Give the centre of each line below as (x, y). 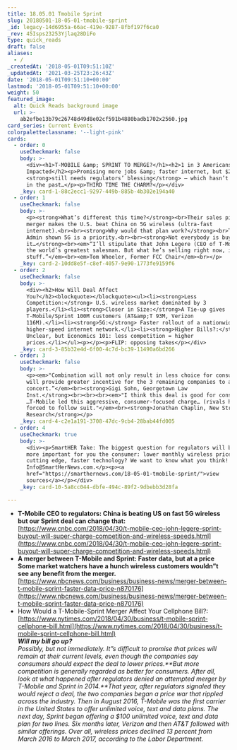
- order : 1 (30, 198)
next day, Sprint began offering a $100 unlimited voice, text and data (118, 716)
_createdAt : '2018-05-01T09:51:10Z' (61, 66)
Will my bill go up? (45, 641)
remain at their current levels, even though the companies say (108, 656)
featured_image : (31, 100)
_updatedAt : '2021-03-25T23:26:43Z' (61, 73)
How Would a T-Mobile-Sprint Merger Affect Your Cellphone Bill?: (113, 611)
